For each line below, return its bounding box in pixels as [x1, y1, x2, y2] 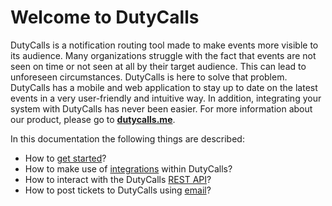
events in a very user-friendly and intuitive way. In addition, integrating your [10, 92, 322, 104]
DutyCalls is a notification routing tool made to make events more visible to [10, 39, 319, 51]
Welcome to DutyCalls [10, 6, 200, 29]
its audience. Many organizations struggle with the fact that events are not [10, 49, 317, 61]
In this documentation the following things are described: [10, 132, 245, 145]
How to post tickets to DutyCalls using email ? [24, 184, 212, 196]
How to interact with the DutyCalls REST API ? [24, 173, 212, 185]
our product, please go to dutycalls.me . [10, 113, 176, 125]
